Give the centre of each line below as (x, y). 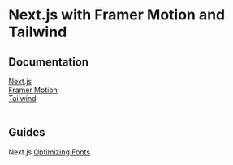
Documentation (49, 62)
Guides (27, 132)
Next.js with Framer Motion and (117, 15)
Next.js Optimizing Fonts (50, 152)
